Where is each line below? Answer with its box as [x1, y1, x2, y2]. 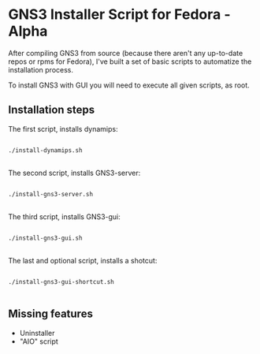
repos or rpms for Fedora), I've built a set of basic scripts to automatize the [8, 57, 252, 66]
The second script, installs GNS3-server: [8, 168, 141, 177]
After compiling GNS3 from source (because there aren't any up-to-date [8, 48, 243, 58]
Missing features [8, 307, 93, 321]
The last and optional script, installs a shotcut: [8, 255, 158, 265]
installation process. [8, 65, 73, 74]
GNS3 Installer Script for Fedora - [8, 6, 231, 24]
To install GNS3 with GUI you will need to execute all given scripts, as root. [8, 80, 250, 90]
